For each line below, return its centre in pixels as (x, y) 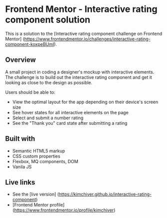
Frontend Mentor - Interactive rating (82, 9)
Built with (20, 139)
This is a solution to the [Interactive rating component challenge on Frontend (84, 33)
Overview (21, 60)
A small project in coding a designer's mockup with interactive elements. (80, 72)
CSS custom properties (36, 156)
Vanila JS (22, 167)
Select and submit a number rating (48, 118)
